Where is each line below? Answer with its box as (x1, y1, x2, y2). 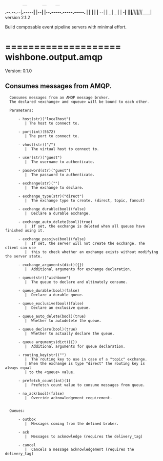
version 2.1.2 (5, 15, 31, 20)
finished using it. (5, 228, 45, 233)
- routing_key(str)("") (18, 352, 67, 358)
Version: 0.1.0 (5, 68, 32, 74)
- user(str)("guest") (18, 155, 62, 160)
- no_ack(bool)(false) (18, 391, 64, 396)
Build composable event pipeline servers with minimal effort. (5, 24, 127, 30)
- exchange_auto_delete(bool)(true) (18, 219, 93, 224)
